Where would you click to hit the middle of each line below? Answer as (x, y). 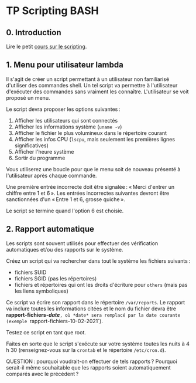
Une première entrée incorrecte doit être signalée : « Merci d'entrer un (90, 187)
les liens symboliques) (41, 291)
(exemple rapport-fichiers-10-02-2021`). (55, 321)
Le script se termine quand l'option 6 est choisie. (65, 211)
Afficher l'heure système (44, 151)
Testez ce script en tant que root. (46, 332)
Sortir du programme (40, 158)
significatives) (31, 145)
